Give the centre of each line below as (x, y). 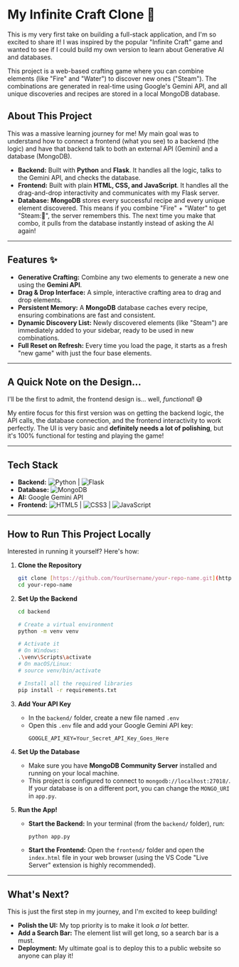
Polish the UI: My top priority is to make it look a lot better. (103, 926)
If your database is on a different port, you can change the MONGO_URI (129, 788)
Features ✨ (32, 260)
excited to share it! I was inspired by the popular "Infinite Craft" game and (115, 41)
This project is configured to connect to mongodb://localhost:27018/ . (129, 781)
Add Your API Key (44, 703)
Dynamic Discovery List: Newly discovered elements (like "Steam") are (123, 322)
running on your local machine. (74, 773)
